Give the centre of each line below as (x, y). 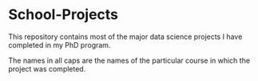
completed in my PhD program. (60, 44)
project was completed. (47, 68)
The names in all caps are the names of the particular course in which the (129, 60)
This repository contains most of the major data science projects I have (125, 37)
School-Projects (63, 15)
